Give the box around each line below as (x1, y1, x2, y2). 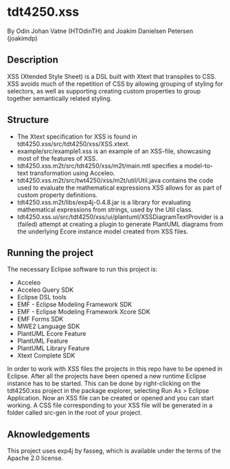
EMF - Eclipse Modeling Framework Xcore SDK (16, 308, 151, 316)
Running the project (7, 247, 94, 258)
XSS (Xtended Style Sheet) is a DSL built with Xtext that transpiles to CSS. (7, 72, 216, 80)
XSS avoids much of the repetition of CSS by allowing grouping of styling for (7, 80, 223, 88)
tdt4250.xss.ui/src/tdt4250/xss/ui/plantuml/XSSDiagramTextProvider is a (16, 212, 224, 220)
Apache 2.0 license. (7, 454, 64, 462)
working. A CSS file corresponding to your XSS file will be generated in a (7, 401, 213, 409)
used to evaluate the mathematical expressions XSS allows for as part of (16, 183, 222, 192)
